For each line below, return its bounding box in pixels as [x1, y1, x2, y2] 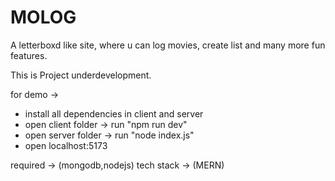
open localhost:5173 [24, 139, 108, 151]
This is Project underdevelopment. [10, 69, 152, 81]
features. [10, 49, 48, 61]
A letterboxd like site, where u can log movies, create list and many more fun [10, 39, 326, 51]
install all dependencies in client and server [24, 107, 204, 120]
